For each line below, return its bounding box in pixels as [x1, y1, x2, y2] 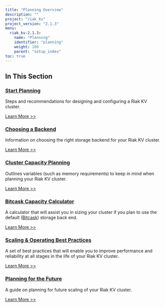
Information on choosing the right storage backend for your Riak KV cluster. [5, 137, 161, 143]
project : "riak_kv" [5, 16, 46, 21]
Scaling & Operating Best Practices [5, 236, 92, 243]
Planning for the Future [5, 275, 62, 282]
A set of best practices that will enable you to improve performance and [5, 248, 153, 254]
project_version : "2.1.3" [5, 21, 59, 26]
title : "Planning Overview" [5, 7, 64, 12]
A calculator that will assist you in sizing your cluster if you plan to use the [5, 209, 157, 215]
